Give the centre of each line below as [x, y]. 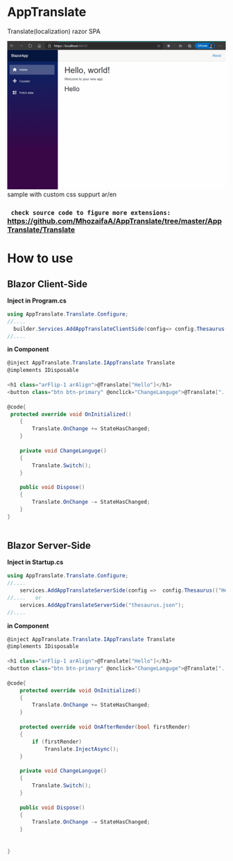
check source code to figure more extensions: [91, 213]
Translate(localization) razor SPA [54, 31]
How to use [40, 258]
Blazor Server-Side [49, 545]
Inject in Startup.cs [35, 562]
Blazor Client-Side [48, 284]
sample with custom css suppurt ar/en [62, 194]
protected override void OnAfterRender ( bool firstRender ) [105, 727]
